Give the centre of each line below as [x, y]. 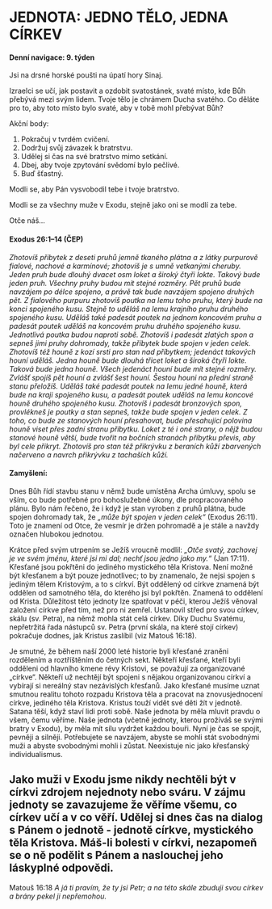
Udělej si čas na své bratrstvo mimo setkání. [94, 157]
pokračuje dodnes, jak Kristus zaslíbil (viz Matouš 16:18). [103, 635]
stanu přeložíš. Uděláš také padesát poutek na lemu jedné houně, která [128, 386]
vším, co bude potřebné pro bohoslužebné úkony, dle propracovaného [126, 499]
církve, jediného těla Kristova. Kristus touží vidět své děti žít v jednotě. [126, 702]
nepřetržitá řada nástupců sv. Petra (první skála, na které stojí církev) [124, 627]
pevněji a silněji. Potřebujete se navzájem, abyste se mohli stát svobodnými [134, 737]
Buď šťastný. [42, 174]
